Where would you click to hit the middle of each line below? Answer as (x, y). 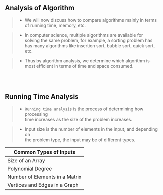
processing (36, 114)
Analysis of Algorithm (40, 8)
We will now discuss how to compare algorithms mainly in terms (91, 20)
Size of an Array (26, 160)
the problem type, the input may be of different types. (80, 140)
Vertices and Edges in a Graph (43, 185)
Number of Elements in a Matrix (45, 177)
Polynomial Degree (30, 168)
